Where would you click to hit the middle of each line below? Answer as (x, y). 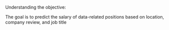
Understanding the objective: (36, 7)
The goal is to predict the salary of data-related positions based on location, (85, 17)
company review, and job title (36, 22)
